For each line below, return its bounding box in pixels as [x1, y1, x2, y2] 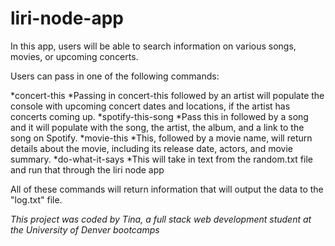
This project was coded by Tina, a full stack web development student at [10, 213, 312, 225]
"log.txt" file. [10, 193, 63, 206]
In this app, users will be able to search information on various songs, [10, 40, 297, 52]
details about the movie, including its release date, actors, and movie [10, 142, 293, 154]
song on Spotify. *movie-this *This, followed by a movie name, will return [10, 132, 313, 144]
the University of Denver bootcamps [10, 223, 160, 236]
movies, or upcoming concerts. [10, 50, 139, 62]
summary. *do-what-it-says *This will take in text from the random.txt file [10, 153, 313, 165]
